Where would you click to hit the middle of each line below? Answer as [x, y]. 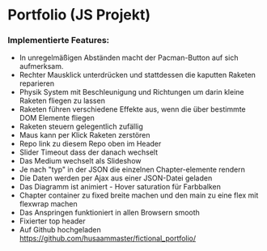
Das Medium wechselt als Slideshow [80, 161]
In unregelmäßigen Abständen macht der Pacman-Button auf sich [129, 57]
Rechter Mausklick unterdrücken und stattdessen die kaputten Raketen [138, 75]
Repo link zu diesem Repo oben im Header [90, 144]
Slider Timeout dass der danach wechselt [89, 152]
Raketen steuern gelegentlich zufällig [81, 126]
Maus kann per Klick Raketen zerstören [85, 135]
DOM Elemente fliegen [57, 118]
